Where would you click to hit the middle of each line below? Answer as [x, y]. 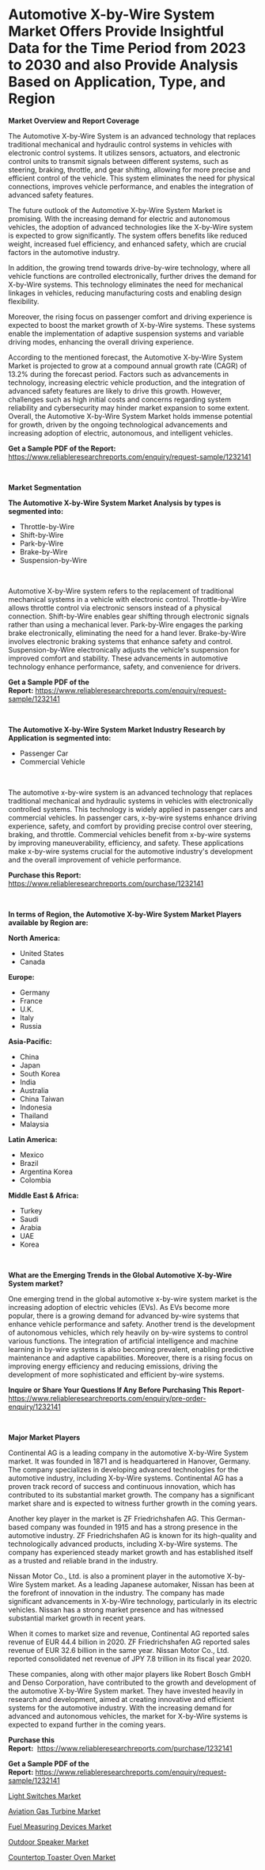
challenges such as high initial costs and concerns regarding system [120, 399]
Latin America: [33, 1139]
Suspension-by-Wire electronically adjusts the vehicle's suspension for [124, 649]
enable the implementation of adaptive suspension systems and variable [126, 333]
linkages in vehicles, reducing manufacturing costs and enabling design [125, 293]
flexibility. [24, 301]
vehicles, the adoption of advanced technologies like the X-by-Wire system [131, 227]
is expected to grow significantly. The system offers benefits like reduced [128, 235]
